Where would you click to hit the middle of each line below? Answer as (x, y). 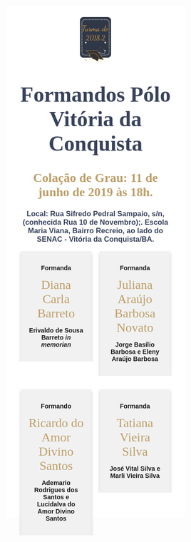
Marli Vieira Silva (135, 475)
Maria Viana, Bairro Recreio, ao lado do (95, 231)
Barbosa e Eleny (135, 352)
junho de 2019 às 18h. (95, 192)
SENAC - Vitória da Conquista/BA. (95, 239)
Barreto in (56, 337)
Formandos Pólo (95, 94)
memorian (56, 344)
